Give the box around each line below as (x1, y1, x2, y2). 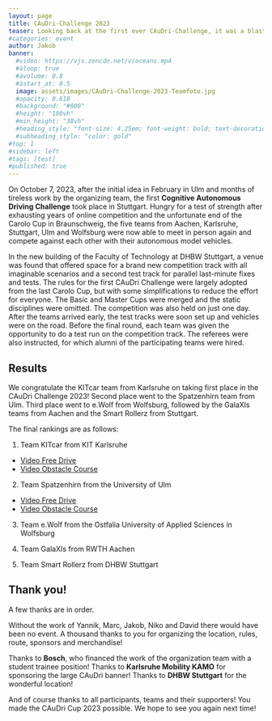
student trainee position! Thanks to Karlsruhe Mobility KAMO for (8, 661, 227, 672)
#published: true (8, 163, 67, 171)
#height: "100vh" (15, 110, 74, 118)
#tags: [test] (8, 155, 57, 163)
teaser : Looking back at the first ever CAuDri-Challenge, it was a (8, 27, 244, 35)
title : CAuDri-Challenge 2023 (8, 19, 111, 28)
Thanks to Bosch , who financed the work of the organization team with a (8, 653, 252, 663)
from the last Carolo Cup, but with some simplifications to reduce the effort (8, 286, 259, 296)
